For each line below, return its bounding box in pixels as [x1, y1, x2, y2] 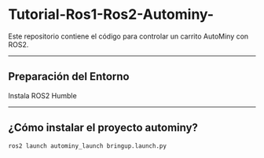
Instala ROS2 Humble [8, 90, 77, 100]
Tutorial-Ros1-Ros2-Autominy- [8, 6, 214, 24]
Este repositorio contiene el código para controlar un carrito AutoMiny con [8, 31, 249, 41]
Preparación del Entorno [8, 70, 130, 83]
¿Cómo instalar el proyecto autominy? [8, 121, 199, 134]
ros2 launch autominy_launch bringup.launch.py [8, 141, 167, 150]
